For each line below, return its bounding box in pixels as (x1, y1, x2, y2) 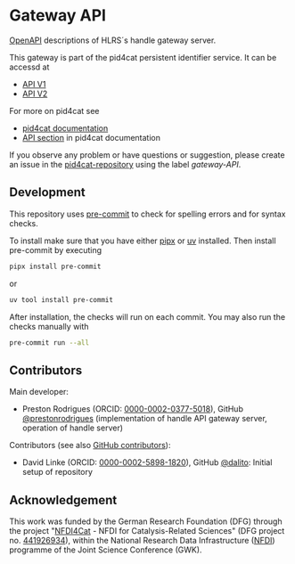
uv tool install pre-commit (9, 295, 114, 304)
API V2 (21, 88, 48, 99)
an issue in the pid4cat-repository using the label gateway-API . (9, 159, 242, 169)
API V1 (21, 78, 46, 89)
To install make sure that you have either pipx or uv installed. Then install (9, 235, 276, 246)
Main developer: (9, 387, 70, 397)
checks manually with (9, 321, 89, 331)
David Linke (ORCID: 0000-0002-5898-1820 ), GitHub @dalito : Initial (21, 457, 273, 468)
